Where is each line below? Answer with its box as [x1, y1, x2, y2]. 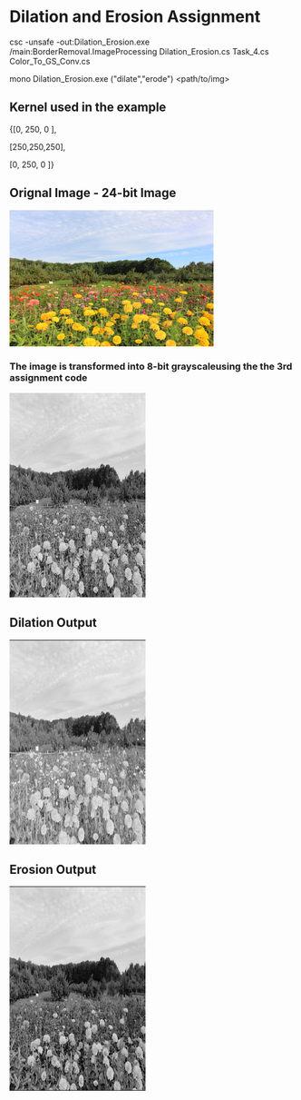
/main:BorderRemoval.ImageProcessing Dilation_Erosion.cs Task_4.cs [9, 45, 269, 56]
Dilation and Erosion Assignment [9, 6, 261, 27]
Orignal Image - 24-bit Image [9, 185, 177, 201]
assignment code [9, 372, 88, 384]
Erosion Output [9, 862, 97, 877]
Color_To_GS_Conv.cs [9, 55, 91, 66]
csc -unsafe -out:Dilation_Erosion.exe [9, 36, 150, 47]
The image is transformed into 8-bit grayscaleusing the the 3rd [9, 361, 293, 373]
